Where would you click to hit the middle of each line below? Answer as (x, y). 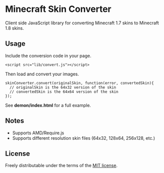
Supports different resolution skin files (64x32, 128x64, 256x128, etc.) (83, 138)
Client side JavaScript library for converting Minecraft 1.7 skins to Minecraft (82, 23)
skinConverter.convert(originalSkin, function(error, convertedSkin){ (80, 83)
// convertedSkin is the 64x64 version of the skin (64, 92)
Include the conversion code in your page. (48, 56)
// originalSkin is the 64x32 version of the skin (63, 87)
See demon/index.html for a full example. (48, 105)
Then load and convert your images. (42, 74)
